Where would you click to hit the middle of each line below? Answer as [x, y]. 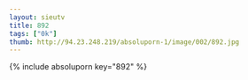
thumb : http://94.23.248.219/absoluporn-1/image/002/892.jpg [124, 42]
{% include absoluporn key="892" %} [78, 67]
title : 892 [29, 25]
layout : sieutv [37, 17]
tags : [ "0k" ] [33, 33]
